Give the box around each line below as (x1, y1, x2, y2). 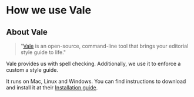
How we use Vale (6, 4, 92, 17)
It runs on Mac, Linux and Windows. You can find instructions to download (6, 78, 186, 85)
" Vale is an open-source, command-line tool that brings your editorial (20, 42, 189, 49)
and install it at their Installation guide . (6, 84, 98, 91)
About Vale (6, 27, 48, 37)
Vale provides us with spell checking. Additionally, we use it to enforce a (6, 60, 181, 67)
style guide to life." (20, 49, 66, 56)
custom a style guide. (6, 66, 59, 73)
